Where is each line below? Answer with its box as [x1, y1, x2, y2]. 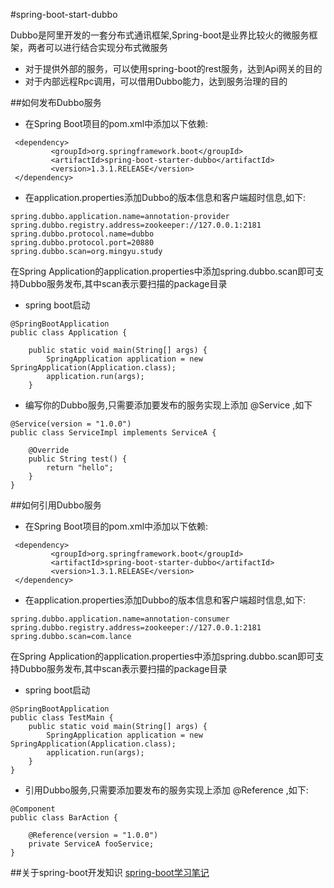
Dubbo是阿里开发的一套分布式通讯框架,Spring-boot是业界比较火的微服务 [10, 29, 310, 41]
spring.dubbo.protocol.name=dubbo [10, 229, 155, 239]
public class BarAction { [10, 813, 118, 823]
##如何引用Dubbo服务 [10, 499, 102, 511]
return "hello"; [46, 463, 114, 473]
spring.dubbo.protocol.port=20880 [10, 238, 155, 248]
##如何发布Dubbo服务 [10, 97, 102, 108]
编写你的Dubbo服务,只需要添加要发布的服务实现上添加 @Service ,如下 [24, 399, 313, 411]
